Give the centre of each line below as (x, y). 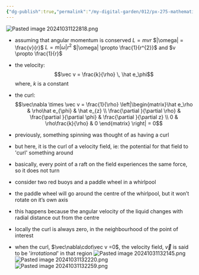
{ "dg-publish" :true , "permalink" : (47, 12)
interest (24, 236)
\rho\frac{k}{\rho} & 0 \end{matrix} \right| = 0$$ (104, 124)
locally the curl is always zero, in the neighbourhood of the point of (97, 229)
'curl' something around (44, 153)
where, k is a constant (42, 84)
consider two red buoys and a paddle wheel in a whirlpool (85, 182)
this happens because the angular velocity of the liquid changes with (99, 211)
